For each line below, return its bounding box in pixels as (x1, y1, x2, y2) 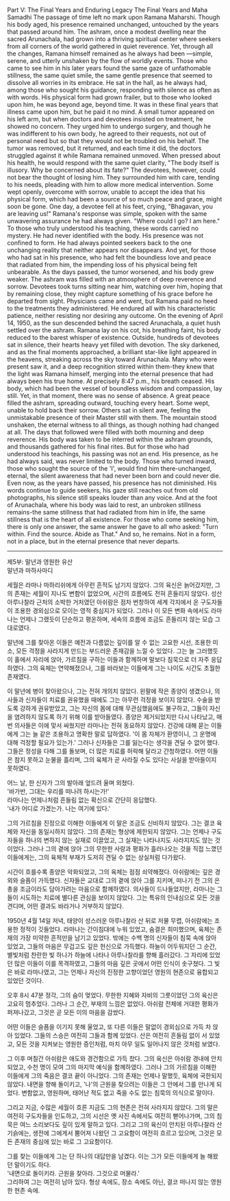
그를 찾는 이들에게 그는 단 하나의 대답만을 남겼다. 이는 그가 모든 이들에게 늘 (7, 1152, 206, 1160)
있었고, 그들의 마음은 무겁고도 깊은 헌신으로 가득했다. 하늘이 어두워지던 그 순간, (7, 942, 217, 950)
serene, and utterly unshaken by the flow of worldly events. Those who (7, 57, 207, 64)
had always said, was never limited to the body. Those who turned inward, (7, 457, 217, 465)
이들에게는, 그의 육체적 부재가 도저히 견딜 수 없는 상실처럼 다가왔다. (7, 853, 186, 861)
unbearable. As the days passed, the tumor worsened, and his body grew (7, 268, 214, 276)
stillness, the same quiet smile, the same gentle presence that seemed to (7, 71, 213, 79)
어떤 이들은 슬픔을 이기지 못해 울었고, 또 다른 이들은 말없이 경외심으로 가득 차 (7, 1023, 212, 1030)
